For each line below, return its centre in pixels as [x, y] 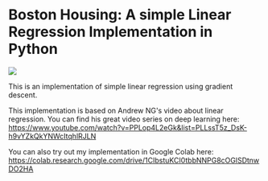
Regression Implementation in [111, 32]
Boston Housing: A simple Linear [120, 15]
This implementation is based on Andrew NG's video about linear [116, 110]
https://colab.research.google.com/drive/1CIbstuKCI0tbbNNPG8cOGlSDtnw [134, 160]
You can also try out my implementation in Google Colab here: [111, 151]
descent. [23, 95]
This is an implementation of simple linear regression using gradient [121, 86]
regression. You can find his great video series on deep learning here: [124, 119]
